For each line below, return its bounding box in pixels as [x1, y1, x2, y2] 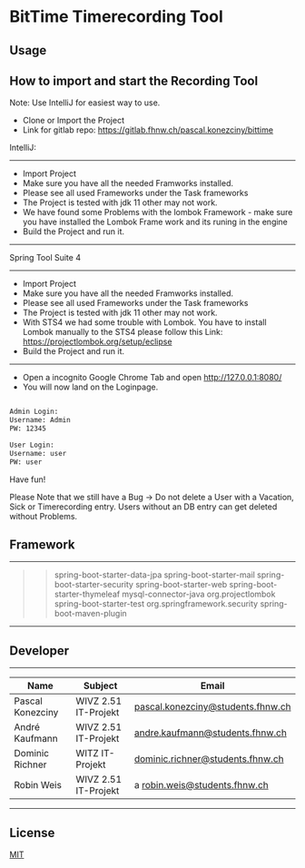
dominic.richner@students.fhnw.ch [133, 753, 284, 765]
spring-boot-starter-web [135, 579, 228, 590]
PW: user [9, 457, 43, 467]
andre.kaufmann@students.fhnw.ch [133, 726, 288, 739]
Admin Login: [9, 407, 59, 417]
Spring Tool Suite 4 [9, 252, 82, 263]
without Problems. [9, 510, 78, 521]
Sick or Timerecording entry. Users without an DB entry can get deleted [9, 501, 278, 512]
